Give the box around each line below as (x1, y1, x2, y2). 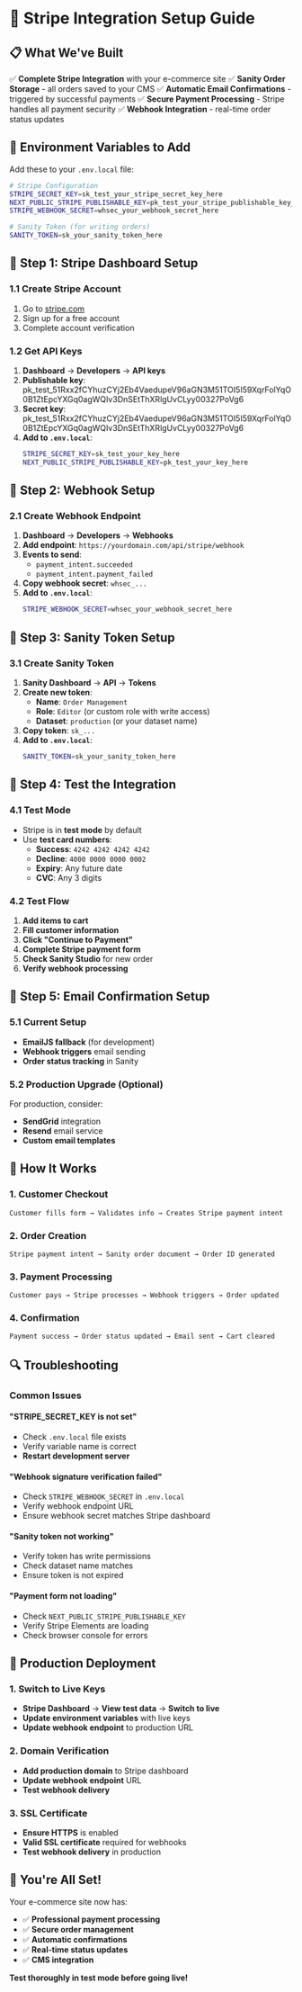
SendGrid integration (22, 1116, 102, 1126)
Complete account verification (22, 322, 135, 333)
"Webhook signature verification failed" (9, 1471, 163, 1482)
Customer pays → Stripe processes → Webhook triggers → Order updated (9, 1291, 280, 1300)
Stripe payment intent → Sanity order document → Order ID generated (9, 1250, 276, 1259)
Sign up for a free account (22, 312, 120, 323)
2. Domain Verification (9, 1745, 110, 1757)
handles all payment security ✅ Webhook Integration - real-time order (9, 103, 271, 114)
